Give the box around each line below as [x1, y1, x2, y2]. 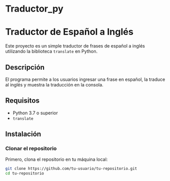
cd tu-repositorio [5, 171, 44, 176]
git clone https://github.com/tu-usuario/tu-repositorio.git [5, 166, 138, 171]
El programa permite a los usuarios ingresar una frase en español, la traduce [5, 76, 165, 82]
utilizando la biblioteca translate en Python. [5, 49, 98, 55]
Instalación [5, 130, 42, 139]
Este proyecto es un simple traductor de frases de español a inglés [5, 43, 145, 49]
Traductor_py [5, 3, 63, 15]
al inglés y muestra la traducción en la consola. [5, 81, 104, 87]
